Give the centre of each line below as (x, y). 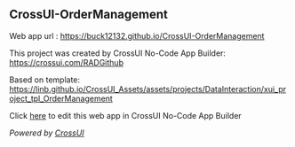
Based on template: (45, 80)
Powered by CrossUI (47, 133)
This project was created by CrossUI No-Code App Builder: (118, 53)
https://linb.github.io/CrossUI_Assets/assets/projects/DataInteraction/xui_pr (148, 89)
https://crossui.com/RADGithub (67, 62)
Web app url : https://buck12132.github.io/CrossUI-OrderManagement (137, 35)
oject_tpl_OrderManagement (61, 98)
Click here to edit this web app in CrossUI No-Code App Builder (125, 115)
